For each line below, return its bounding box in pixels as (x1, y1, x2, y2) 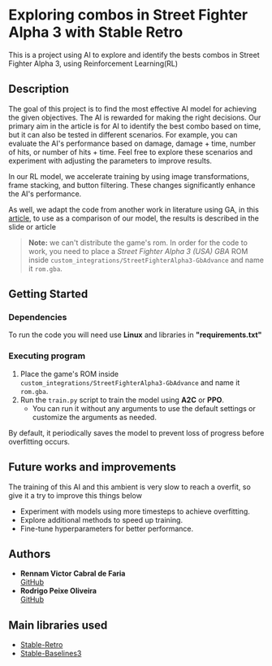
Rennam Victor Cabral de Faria (19, 568, 126, 579)
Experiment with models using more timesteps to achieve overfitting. (19, 506, 250, 516)
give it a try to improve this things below (8, 490, 142, 500)
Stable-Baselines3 (19, 649, 82, 659)
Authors (8, 547, 51, 561)
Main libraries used (8, 618, 108, 632)
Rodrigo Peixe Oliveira (19, 586, 97, 596)
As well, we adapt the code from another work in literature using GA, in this (8, 204, 260, 214)
